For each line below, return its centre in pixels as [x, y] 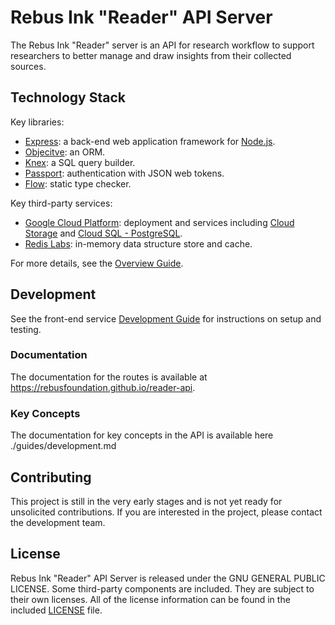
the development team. [58, 522]
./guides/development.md [63, 446]
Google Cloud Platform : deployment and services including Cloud [159, 222]
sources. [28, 66]
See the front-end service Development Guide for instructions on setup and [166, 318]
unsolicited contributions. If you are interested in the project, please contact [166, 512]
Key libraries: [37, 122]
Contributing [51, 477]
